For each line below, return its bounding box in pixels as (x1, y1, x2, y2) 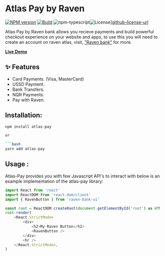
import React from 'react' (5, 188, 60, 193)
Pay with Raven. (12, 97, 45, 103)
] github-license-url (110, 19, 149, 25)
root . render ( (5, 210, 32, 215)
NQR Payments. (12, 91, 45, 97)
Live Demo (5, 49, 27, 55)
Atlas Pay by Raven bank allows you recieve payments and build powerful (5, 28, 154, 34)
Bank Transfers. (12, 86, 45, 92)
